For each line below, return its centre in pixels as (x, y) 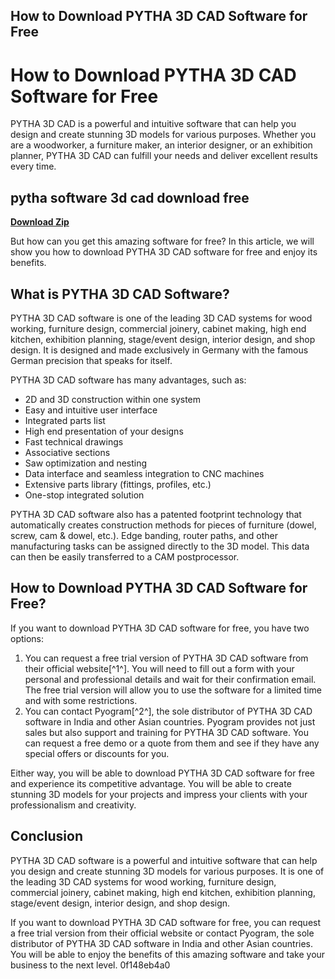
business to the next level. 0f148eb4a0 (90, 965)
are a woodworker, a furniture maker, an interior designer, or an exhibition (161, 145)
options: (27, 638)
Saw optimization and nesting (86, 463)
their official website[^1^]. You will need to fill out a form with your (159, 668)
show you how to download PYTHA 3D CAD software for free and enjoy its (164, 252)
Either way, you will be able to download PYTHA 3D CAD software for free (162, 773)
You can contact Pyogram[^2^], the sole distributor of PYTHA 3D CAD (168, 711)
